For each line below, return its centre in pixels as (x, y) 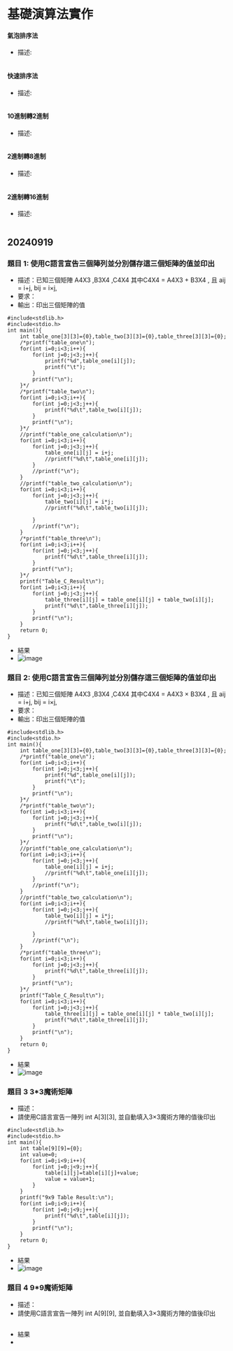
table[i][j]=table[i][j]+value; (92, 1173)
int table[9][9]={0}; (51, 1149)
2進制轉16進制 (28, 197)
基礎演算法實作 (50, 14)
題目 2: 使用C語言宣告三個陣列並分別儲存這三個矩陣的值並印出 (112, 677)
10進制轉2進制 (28, 116)
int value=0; (39, 1155)
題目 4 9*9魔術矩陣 (40, 1288)
